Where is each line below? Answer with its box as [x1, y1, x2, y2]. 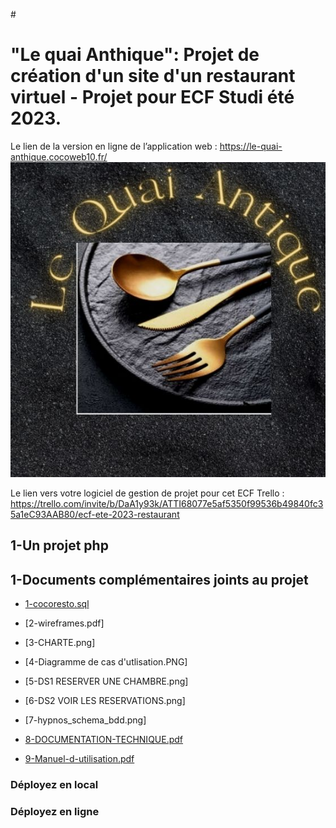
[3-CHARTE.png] [24, 637, 96, 649]
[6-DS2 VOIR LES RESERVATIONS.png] [24, 695, 186, 707]
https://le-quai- [219, 140, 283, 152]
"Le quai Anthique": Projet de [10, 44, 260, 66]
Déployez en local [10, 778, 99, 792]
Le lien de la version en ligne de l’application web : [10, 140, 218, 152]
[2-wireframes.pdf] [24, 617, 105, 629]
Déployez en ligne [10, 804, 100, 818]
